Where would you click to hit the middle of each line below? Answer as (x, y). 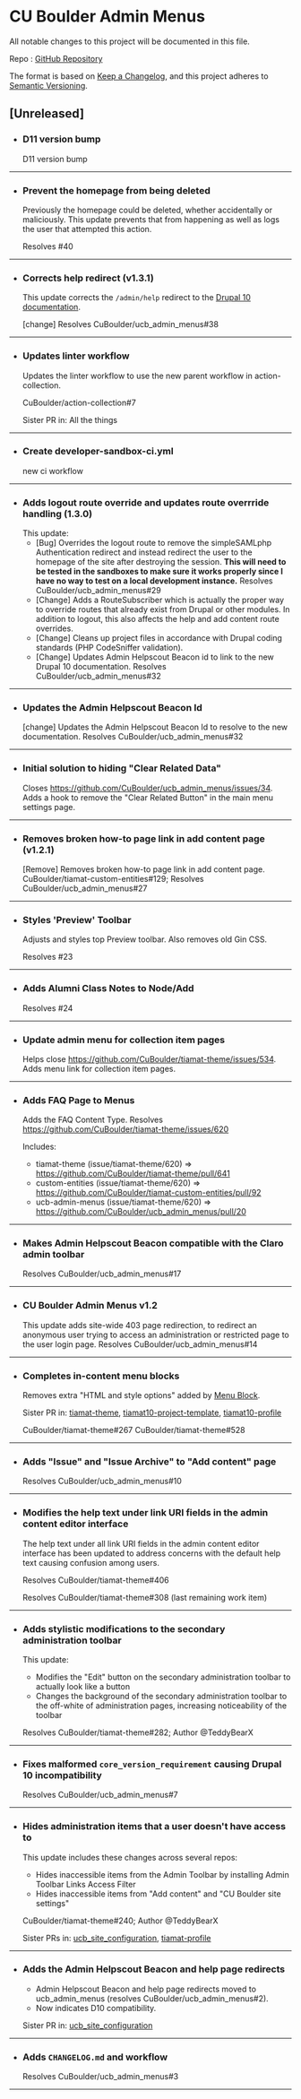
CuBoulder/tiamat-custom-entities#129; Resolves (113, 879)
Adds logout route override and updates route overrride (146, 502)
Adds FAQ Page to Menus (78, 1100)
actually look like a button (83, 1686)
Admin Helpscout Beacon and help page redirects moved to (146, 1989)
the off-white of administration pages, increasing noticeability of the (161, 1706)
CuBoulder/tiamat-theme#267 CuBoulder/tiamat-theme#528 (134, 1430)
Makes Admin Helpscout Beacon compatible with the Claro (153, 1243)
